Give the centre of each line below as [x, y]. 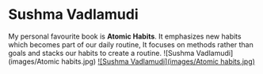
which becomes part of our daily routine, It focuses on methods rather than [131, 44]
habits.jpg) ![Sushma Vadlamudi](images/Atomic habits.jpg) [158, 61]
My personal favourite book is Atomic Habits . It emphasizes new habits [125, 36]
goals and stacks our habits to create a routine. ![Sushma [101, 53]
